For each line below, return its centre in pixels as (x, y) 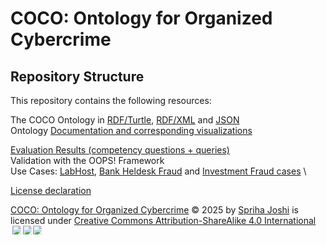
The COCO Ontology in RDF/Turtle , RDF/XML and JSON (125, 120)
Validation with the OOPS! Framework (87, 160)
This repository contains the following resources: (111, 100)
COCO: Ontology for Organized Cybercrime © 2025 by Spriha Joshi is (154, 210)
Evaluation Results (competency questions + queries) (120, 150)
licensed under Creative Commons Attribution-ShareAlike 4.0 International (163, 220)
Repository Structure (77, 76)
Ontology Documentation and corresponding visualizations (131, 130)
